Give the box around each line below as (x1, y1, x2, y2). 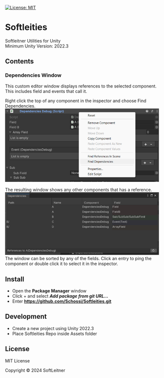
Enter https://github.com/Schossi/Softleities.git (12, 298, 112, 304)
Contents (5, 57, 34, 66)
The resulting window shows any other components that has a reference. (5, 186, 152, 193)
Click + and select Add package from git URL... (12, 293, 109, 299)
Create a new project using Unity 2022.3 (12, 325, 94, 331)
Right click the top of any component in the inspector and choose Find (5, 98, 146, 104)
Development (5, 312, 47, 321)
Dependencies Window (5, 72, 62, 79)
